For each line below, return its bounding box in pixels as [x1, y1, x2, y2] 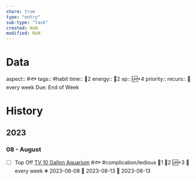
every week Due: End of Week [6, 84, 79, 91]
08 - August [6, 145, 42, 153]
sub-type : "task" [6, 19, 49, 25]
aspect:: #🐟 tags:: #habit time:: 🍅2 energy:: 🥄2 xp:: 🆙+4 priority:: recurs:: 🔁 [6, 76, 191, 83]
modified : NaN [6, 30, 41, 36]
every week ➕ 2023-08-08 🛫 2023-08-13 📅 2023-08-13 [14, 167, 151, 174]
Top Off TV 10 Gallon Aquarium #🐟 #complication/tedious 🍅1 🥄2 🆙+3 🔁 [14, 159, 190, 166]
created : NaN [6, 25, 38, 31]
